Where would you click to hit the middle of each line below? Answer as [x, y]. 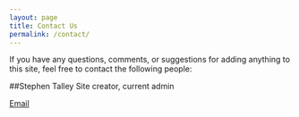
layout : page [34, 17]
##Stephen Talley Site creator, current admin [92, 87]
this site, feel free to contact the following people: [101, 69]
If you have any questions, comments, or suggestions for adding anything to [150, 60]
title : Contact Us [43, 26]
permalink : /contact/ [50, 34]
